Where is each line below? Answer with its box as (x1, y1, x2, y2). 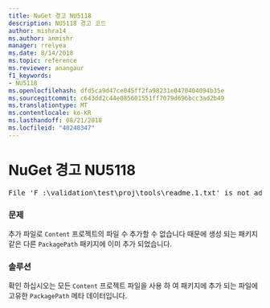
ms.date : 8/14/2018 (8, 49, 74, 57)
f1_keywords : (8, 72, 52, 80)
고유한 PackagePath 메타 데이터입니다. (8, 291, 128, 301)
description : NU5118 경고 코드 (8, 19, 107, 27)
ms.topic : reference (8, 57, 78, 65)
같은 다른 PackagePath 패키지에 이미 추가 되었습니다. (8, 239, 173, 248)
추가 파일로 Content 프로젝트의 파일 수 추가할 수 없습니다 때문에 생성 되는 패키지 (8, 228, 259, 238)
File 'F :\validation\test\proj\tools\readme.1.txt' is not (8, 188, 251, 197)
